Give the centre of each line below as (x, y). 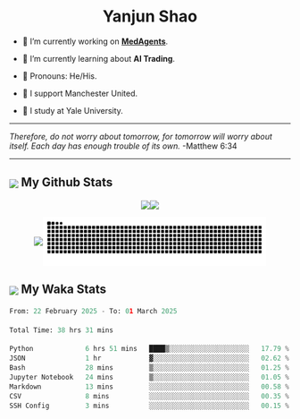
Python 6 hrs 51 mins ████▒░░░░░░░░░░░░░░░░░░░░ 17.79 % (150, 349)
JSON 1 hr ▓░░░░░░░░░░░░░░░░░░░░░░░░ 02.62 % (150, 359)
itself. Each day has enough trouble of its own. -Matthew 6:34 (124, 146)
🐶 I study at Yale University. (72, 110)
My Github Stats (67, 182)
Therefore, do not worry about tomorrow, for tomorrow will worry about (141, 136)
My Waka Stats (64, 290)
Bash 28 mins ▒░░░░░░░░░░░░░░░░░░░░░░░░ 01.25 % (150, 368)
